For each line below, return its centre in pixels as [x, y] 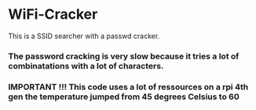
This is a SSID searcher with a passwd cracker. [84, 36]
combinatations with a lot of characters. [86, 66]
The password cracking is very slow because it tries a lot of [124, 56]
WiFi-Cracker [53, 14]
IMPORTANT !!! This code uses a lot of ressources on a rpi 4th [128, 87]
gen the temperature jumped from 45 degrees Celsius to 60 [124, 97]
